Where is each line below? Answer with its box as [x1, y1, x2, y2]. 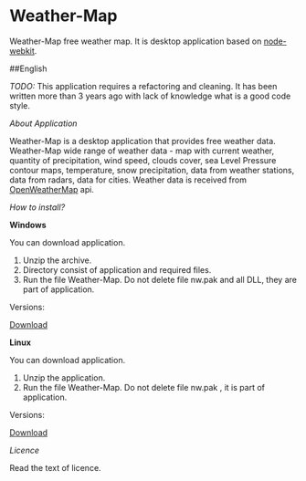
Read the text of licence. [9, 462, 102, 473]
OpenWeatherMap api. [9, 183, 94, 194]
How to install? [9, 202, 66, 213]
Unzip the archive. [22, 255, 92, 266]
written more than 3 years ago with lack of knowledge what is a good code [9, 90, 291, 101]
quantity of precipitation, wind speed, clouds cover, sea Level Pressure [9, 154, 277, 165]
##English [9, 63, 47, 74]
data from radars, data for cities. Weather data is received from [9, 174, 247, 185]
